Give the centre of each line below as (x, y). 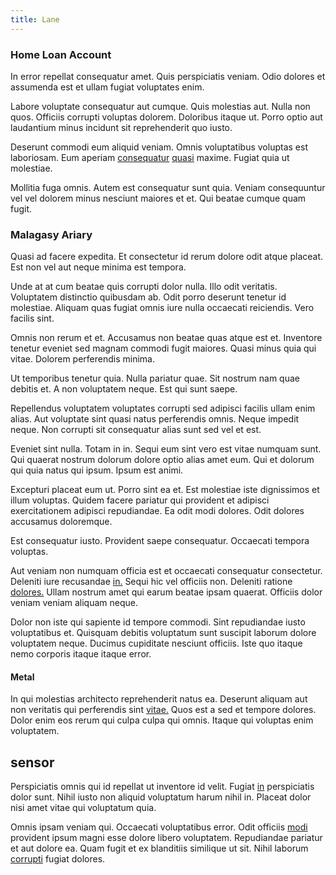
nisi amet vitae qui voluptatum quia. (83, 808)
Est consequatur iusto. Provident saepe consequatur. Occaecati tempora (160, 541)
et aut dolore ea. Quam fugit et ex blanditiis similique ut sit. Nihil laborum (159, 848)
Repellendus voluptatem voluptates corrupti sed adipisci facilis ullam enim (163, 408)
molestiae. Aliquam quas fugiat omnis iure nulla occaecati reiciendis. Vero (162, 308)
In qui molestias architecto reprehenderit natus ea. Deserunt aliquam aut (159, 699)
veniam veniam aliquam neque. (74, 603)
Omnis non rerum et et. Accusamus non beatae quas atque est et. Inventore (166, 338)
